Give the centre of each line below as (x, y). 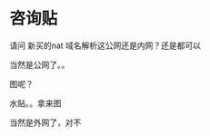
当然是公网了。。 (40, 64)
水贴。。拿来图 (35, 103)
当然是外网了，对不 (45, 122)
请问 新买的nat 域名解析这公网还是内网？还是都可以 (105, 45)
